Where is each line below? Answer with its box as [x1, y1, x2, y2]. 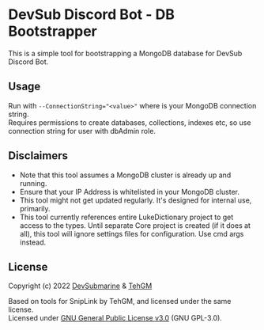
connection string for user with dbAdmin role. [8, 126, 157, 135]
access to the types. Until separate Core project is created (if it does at [19, 220, 251, 230]
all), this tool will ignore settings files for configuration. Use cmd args [19, 229, 244, 238]
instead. [19, 237, 47, 247]
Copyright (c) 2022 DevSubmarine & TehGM [8, 281, 153, 290]
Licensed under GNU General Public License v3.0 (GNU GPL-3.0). [8, 313, 223, 323]
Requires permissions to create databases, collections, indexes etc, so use [8, 117, 251, 127]
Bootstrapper [8, 22, 97, 40]
